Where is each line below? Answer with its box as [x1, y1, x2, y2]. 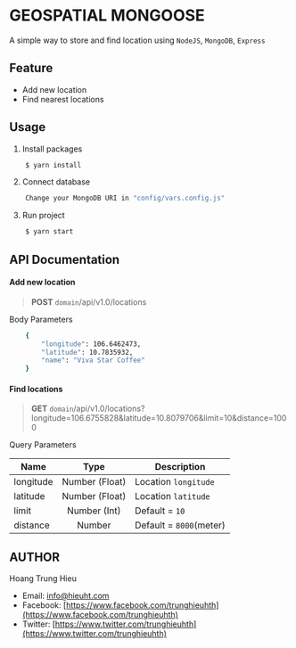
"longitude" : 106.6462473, [41, 340, 142, 349]
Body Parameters [9, 314, 73, 324]
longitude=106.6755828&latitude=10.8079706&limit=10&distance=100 [30, 413, 287, 423]
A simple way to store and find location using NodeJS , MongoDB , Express [9, 35, 266, 45]
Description [154, 461, 206, 473]
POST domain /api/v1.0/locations [30, 296, 147, 308]
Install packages [21, 144, 83, 154]
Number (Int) [66, 504, 122, 517]
